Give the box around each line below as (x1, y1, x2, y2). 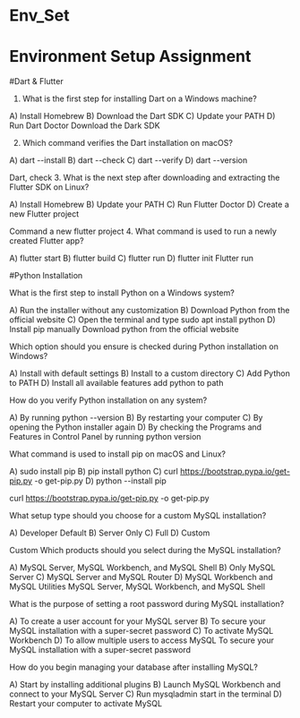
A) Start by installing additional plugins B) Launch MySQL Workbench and (9, 680, 281, 690)
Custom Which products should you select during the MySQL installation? (9, 545, 281, 556)
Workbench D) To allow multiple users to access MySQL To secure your (9, 635, 275, 645)
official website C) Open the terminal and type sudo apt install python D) (9, 314, 276, 325)
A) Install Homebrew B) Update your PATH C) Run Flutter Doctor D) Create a (9, 199, 289, 210)
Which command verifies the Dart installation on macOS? (21, 138, 233, 149)
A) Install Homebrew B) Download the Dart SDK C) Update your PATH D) (9, 111, 276, 122)
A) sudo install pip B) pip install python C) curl (9, 466, 179, 477)
